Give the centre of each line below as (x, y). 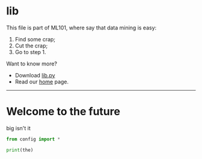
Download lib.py (35, 75)
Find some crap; (35, 39)
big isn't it (19, 128)
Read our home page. (42, 82)
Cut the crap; (31, 46)
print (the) (20, 150)
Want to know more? (32, 64)
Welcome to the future (63, 112)
